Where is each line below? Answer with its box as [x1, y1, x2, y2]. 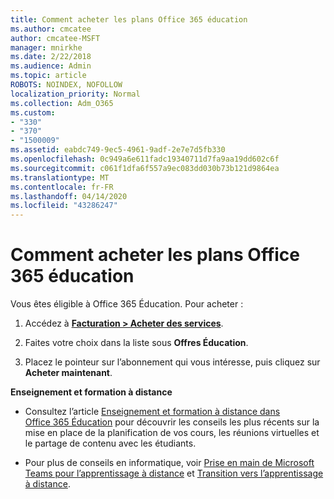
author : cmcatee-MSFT [10, 33, 101, 43]
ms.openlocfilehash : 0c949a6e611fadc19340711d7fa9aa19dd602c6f [10, 154, 280, 164]
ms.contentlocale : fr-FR [10, 182, 114, 192]
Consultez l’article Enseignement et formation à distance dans [24, 406, 281, 418]
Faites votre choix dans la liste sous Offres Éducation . [24, 337, 249, 349]
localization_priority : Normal [10, 89, 141, 99]
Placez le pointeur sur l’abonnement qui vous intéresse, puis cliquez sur [24, 356, 321, 368]
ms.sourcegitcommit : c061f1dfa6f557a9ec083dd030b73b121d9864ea [10, 163, 280, 173]
